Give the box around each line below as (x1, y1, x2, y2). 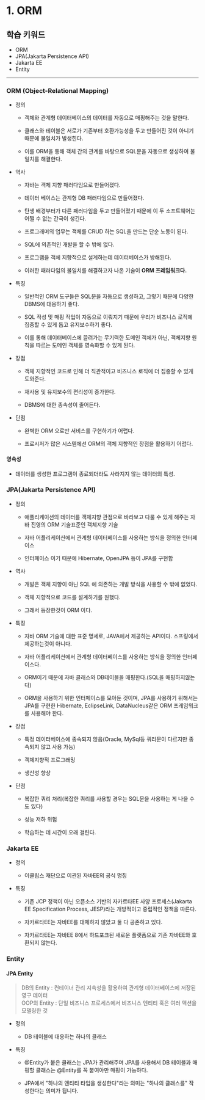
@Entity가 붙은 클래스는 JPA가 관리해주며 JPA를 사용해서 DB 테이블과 (24, 1059, 191, 1066)
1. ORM (6, 4, 43, 18)
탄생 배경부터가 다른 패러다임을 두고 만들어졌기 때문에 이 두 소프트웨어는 (24, 207, 196, 214)
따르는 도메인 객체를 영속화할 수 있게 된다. (35, 341, 135, 349)
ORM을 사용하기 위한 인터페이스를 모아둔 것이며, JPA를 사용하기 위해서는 (24, 694, 198, 701)
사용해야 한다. (31, 709, 64, 716)
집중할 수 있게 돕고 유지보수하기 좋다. (24, 321, 113, 329)
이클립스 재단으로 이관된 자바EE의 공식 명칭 (24, 872, 127, 880)
